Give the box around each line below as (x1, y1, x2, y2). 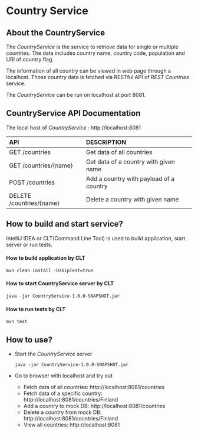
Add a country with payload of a (85, 174, 175, 182)
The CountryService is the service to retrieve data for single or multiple (6, 43, 179, 50)
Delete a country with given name (85, 195, 179, 203)
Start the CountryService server (14, 350, 93, 358)
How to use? (6, 335, 53, 345)
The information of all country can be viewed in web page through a (6, 67, 171, 74)
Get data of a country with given (85, 158, 175, 166)
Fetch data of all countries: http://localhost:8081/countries (23, 384, 165, 391)
